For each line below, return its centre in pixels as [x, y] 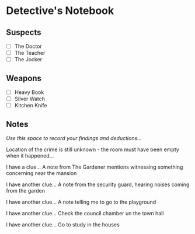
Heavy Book [29, 92]
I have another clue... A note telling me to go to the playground [81, 202]
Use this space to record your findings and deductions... [74, 138]
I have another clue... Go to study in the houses [63, 225]
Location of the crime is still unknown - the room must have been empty [93, 149]
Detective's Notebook [60, 11]
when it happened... [30, 156]
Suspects [24, 32]
